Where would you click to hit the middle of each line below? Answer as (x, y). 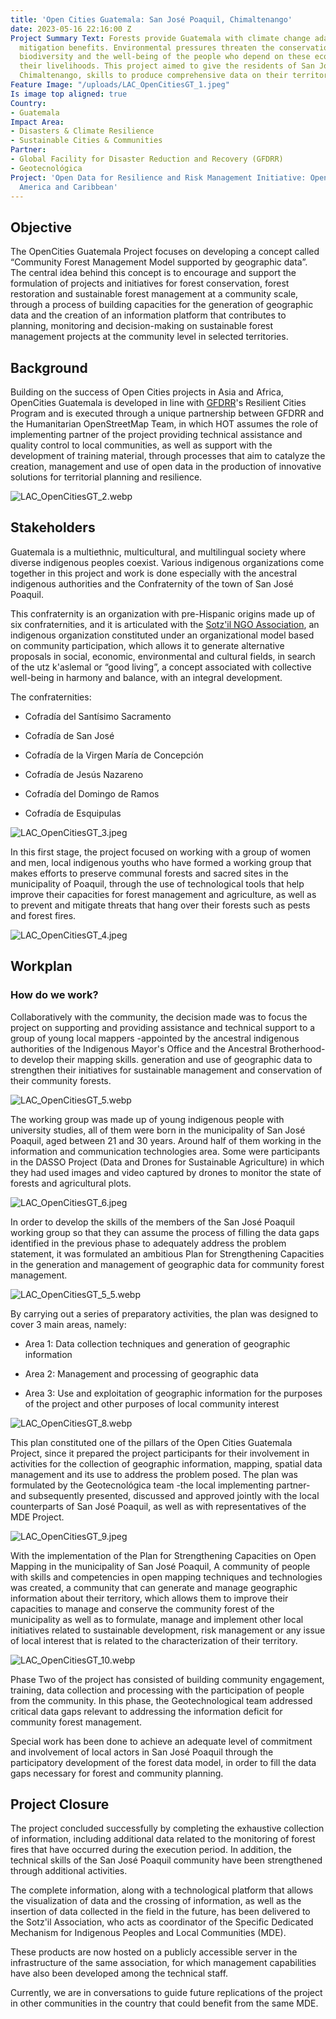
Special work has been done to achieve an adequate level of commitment (161, 1741)
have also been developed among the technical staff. (119, 1973)
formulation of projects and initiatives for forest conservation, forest (150, 283)
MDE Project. (37, 1517)
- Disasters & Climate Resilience (82, 131)
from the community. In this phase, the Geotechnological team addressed (161, 1700)
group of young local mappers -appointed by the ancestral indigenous (155, 1038)
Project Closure (60, 1804)
